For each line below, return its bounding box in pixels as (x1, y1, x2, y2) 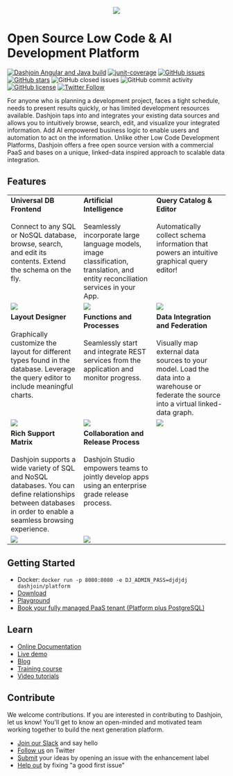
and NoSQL (10, 471, 49, 481)
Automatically (156, 221, 201, 231)
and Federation (156, 321, 208, 330)
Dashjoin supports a (10, 454, 76, 464)
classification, (83, 256, 129, 266)
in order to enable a (10, 506, 74, 516)
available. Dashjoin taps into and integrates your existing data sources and (7, 111, 220, 120)
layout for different (10, 346, 71, 356)
